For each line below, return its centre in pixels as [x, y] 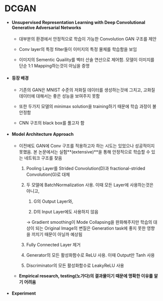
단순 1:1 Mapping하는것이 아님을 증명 [54, 66]
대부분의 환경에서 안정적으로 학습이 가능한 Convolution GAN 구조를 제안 [88, 39]
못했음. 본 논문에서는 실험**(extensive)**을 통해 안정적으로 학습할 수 [84, 151]
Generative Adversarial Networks [46, 27]
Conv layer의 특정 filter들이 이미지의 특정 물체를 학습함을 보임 [78, 49]
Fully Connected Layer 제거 [53, 244]
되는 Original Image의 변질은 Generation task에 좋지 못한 [91, 228]
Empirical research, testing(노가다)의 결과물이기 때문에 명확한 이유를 [86, 276]
